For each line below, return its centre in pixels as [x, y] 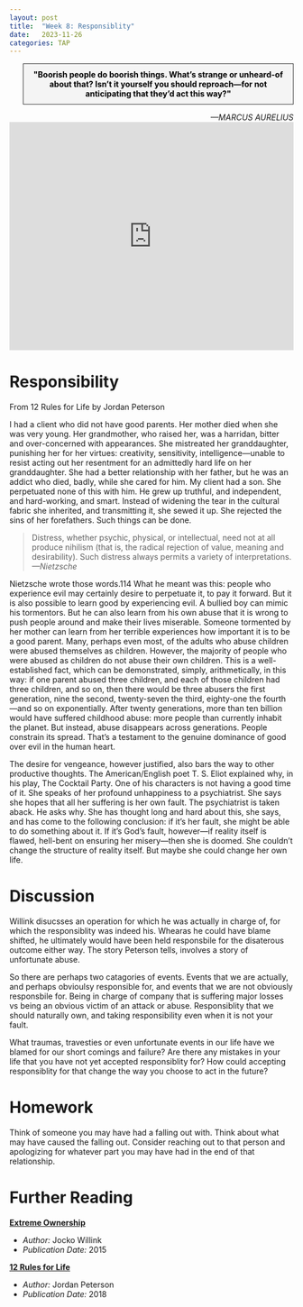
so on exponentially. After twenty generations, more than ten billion [157, 708]
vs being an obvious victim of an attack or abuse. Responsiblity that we [142, 1006]
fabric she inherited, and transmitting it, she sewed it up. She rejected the [146, 511]
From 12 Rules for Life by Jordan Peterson [87, 407]
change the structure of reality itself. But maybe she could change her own [148, 850]
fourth [275, 699]
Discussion [52, 896]
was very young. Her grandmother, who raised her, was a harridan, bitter [144, 434]
